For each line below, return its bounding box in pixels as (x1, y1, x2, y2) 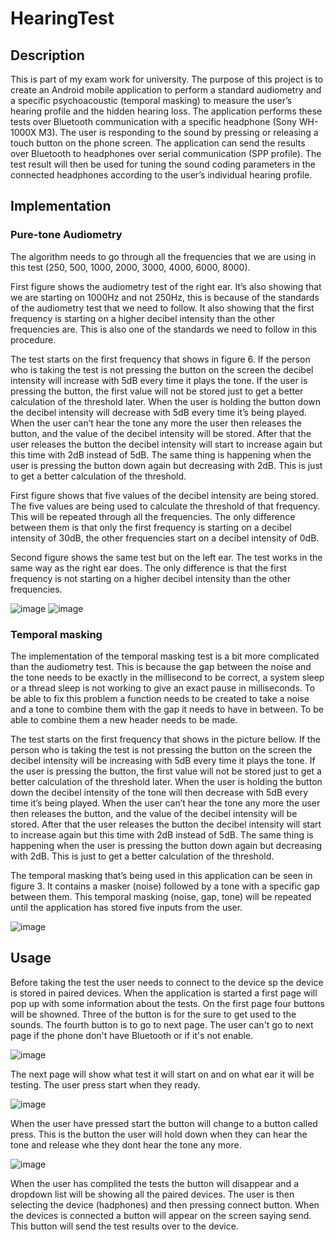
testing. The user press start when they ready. (10, 1078, 201, 1091)
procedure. (10, 333, 57, 346)
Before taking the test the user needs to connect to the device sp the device (10, 976, 324, 988)
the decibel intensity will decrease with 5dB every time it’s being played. (10, 406, 307, 418)
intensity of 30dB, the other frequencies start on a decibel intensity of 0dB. (10, 532, 320, 544)
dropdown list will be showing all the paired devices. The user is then (10, 1188, 295, 1200)
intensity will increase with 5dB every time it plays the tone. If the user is (10, 374, 308, 386)
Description (10, 47, 85, 64)
